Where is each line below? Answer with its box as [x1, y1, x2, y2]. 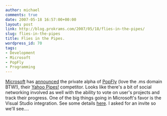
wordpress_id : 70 [5, 41, 42, 46]
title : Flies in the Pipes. [5, 36, 65, 41]
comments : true [5, 12, 38, 17]
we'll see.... [5, 106, 29, 112]
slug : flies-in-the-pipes [5, 31, 60, 36]
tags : [5, 45, 17, 51]
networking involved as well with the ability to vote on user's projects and [5, 89, 160, 96]
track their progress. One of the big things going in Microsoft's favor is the [5, 95, 162, 101]
